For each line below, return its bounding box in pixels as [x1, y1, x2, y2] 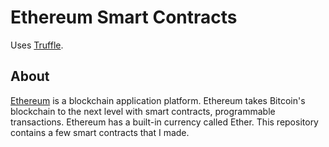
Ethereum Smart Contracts [10, 6, 238, 29]
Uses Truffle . [10, 39, 64, 51]
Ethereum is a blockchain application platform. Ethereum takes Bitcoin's [10, 94, 306, 106]
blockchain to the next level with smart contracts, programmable [10, 105, 276, 117]
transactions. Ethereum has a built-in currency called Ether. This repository [10, 116, 319, 128]
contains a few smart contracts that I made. [10, 126, 190, 138]
